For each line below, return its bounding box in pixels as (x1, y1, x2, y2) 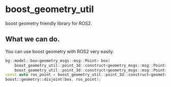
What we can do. (5, 35, 60, 43)
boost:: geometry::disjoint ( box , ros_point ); (5, 77, 101, 82)
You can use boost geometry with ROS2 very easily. (5, 48, 115, 54)
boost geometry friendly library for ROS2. (5, 20, 93, 26)
